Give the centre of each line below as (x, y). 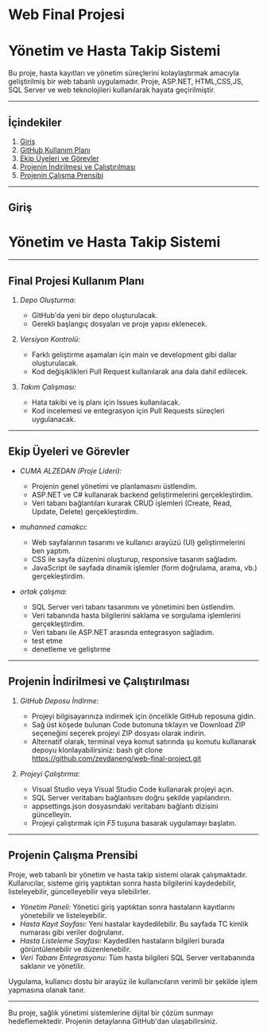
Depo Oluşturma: (48, 300)
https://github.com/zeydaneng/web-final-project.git (116, 758)
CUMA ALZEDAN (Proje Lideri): (71, 471)
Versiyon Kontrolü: (50, 339)
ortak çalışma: (43, 591)
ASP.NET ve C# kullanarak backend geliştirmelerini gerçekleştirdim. (142, 494)
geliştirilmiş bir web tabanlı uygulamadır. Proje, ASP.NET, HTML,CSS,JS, (126, 82)
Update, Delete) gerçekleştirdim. (85, 511)
